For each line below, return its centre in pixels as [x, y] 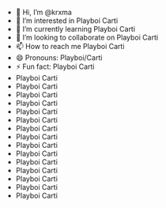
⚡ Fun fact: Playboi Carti [55, 66]
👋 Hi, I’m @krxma [44, 12]
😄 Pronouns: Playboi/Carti [59, 58]
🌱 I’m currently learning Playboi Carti [75, 29]
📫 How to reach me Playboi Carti [70, 46]
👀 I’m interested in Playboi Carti [67, 21]
